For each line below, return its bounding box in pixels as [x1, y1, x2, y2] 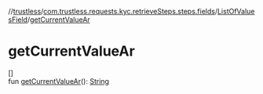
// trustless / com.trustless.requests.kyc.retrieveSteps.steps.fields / [8, 7, 218, 16]
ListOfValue [217, 7, 255, 16]
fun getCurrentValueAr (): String [8, 76, 110, 85]
